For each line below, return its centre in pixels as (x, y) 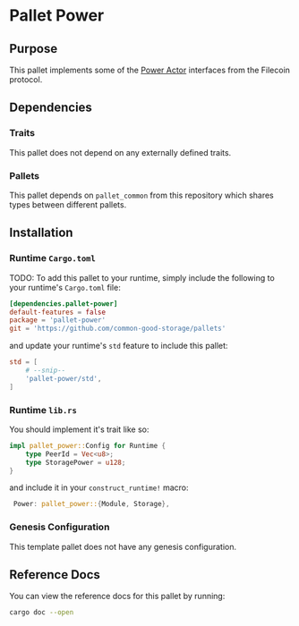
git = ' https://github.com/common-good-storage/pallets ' (118, 329)
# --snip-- (46, 371)
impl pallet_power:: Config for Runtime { (88, 445)
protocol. (26, 80)
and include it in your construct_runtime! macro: (99, 487)
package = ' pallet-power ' (57, 320)
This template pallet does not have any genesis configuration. (123, 546)
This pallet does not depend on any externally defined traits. (120, 152)
